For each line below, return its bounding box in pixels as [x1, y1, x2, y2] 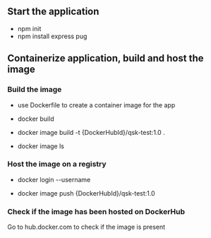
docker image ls [17, 141, 65, 150]
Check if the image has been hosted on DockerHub [7, 206, 186, 216]
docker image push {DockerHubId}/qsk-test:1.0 [17, 189, 155, 197]
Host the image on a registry [7, 159, 107, 169]
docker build [17, 114, 54, 123]
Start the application [7, 6, 100, 18]
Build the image [7, 85, 62, 95]
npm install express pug [17, 32, 88, 40]
